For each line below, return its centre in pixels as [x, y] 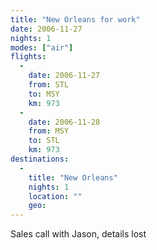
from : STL [49, 85]
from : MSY [49, 131]
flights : [28, 57]
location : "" [55, 196]
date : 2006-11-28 [64, 122]
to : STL [44, 141]
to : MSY [44, 94]
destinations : [40, 159]
